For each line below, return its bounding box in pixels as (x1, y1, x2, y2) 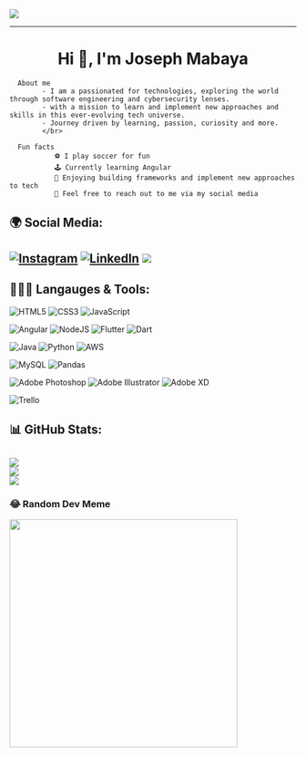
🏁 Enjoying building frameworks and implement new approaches (54, 173, 296, 182)
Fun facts (17, 142, 55, 151)
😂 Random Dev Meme (9, 498, 111, 511)
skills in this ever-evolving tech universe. (9, 110, 185, 119)
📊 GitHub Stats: (9, 421, 103, 437)
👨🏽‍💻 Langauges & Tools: (9, 282, 150, 297)
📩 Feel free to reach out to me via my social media (54, 189, 259, 198)
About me (17, 78, 51, 88)
